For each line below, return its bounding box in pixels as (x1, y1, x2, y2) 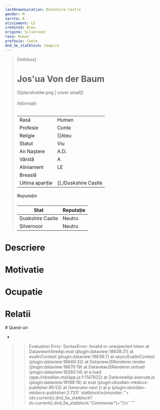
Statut (19, 140, 33, 147)
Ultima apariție (19, 179, 53, 186)
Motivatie (5, 265, 44, 275)
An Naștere (19, 148, 45, 155)
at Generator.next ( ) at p (62, 385, 111, 391)
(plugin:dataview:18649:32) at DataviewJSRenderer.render (29, 359, 146, 365)
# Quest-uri (5, 325, 28, 331)
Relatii (5, 309, 30, 320)
